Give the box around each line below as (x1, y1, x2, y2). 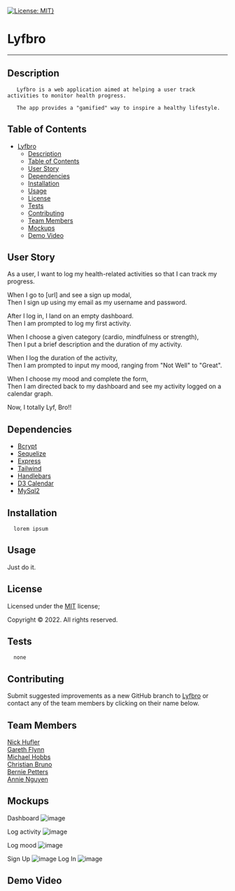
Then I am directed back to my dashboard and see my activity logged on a (7, 382, 222, 391)
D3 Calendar (17, 479, 55, 487)
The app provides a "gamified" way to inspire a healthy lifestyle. (16, 104, 220, 111)
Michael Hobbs (7, 753, 51, 762)
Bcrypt (17, 442, 37, 450)
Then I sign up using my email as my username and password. (7, 298, 187, 307)
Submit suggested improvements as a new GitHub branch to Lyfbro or (7, 692, 209, 700)
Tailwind (17, 464, 42, 473)
